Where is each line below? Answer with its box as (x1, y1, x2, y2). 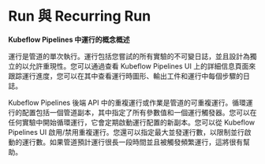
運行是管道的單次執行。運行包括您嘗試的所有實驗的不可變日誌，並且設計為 (8, 51, 250, 61)
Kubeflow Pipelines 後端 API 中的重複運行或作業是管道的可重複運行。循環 (8, 98, 246, 107)
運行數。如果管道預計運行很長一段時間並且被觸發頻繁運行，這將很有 (21, 137, 243, 147)
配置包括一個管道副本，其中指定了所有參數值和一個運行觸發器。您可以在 (21, 107, 257, 117)
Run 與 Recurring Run (8, 7, 151, 25)
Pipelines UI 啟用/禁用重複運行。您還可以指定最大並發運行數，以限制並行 (8, 127, 244, 136)
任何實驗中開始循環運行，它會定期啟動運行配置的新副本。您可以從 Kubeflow (8, 117, 256, 127)
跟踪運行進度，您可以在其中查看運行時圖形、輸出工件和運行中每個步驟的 (8, 71, 243, 80)
